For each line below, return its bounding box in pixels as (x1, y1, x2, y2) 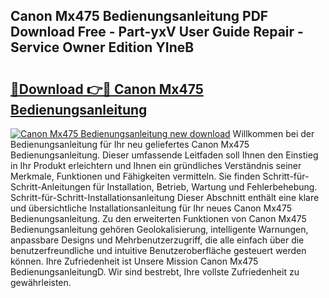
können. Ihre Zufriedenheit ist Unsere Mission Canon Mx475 (10, 255, 259, 267)
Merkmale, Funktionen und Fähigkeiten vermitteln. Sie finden (10, 170, 261, 182)
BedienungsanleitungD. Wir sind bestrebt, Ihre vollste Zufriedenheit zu (10, 266, 300, 278)
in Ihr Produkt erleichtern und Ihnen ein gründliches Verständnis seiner (10, 160, 302, 171)
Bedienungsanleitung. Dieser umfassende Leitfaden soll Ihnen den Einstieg (10, 149, 319, 161)
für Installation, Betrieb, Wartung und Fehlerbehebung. (92, 181, 318, 193)
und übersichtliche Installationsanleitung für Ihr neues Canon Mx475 (10, 202, 292, 214)
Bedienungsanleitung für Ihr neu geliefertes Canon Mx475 (10, 139, 250, 150)
